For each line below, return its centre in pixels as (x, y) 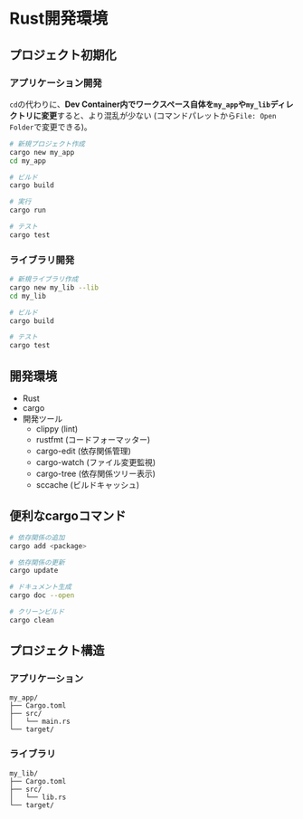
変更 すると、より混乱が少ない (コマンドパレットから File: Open (158, 115)
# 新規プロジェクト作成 (47, 144)
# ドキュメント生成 (41, 587)
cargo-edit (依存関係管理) (83, 451)
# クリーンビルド (37, 612)
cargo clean (32, 620)
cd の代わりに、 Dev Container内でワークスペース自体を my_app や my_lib (140, 104)
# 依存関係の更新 (37, 562)
